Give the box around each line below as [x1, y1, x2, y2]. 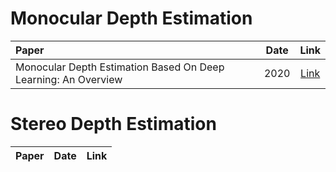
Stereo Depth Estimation [10, 113, 217, 136]
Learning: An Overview [15, 72, 123, 86]
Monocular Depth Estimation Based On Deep [15, 60, 225, 74]
